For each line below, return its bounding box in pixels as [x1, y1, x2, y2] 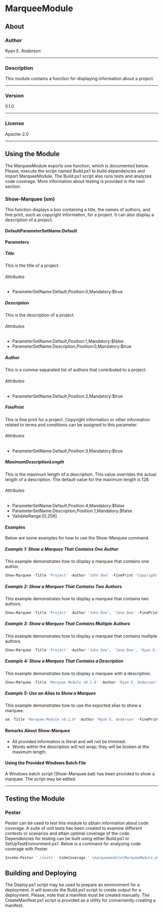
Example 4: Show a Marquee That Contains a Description [5, 658, 124, 664]
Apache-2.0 [5, 131, 29, 137]
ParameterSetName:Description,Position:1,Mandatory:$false [12, 508, 132, 514]
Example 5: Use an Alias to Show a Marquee [5, 690, 96, 696]
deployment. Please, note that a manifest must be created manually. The [5, 892, 150, 898]
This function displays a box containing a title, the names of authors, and [5, 206, 150, 212]
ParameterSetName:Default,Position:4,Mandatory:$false [12, 502, 125, 508]
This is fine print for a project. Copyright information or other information [5, 416, 150, 422]
